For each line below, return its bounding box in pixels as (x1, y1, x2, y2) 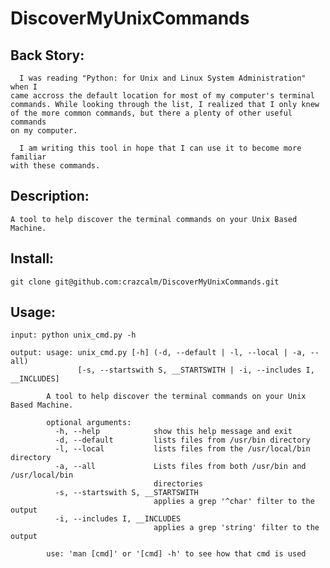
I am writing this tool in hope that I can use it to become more (19, 143, 302, 153)
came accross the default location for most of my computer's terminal (10, 91, 315, 101)
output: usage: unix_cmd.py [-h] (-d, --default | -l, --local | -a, (10, 348, 307, 358)
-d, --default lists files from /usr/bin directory (54, 435, 311, 446)
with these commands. (10, 161, 101, 171)
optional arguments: (46, 418, 132, 428)
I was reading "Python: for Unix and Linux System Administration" (19, 73, 307, 83)
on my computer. (10, 126, 78, 136)
